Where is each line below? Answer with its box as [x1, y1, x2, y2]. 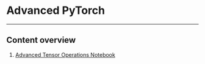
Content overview [6, 35, 76, 45]
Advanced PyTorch [6, 4, 106, 18]
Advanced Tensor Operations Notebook [15, 51, 116, 58]
